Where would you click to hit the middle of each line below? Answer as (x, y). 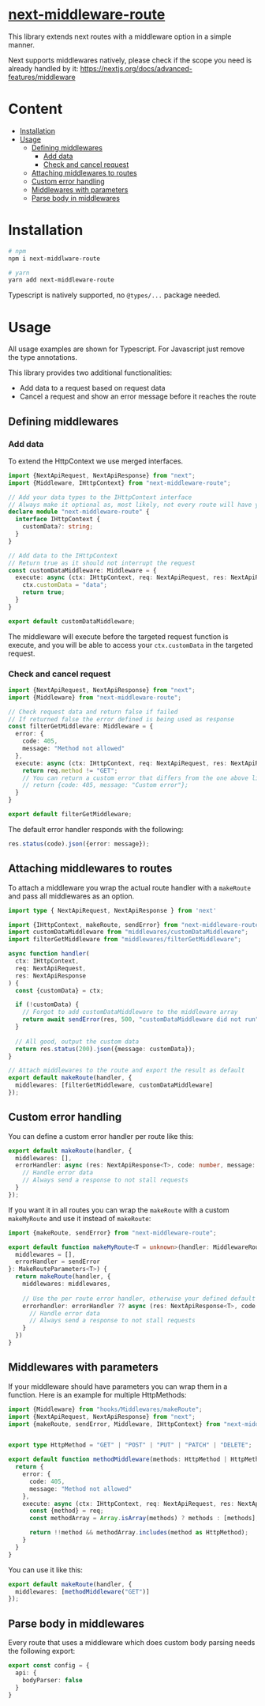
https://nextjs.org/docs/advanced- (136, 68)
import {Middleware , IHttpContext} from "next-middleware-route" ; (119, 483)
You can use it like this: (45, 1570)
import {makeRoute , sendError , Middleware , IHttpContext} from (114, 1424)
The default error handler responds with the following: (96, 829)
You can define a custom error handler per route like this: (101, 1136)
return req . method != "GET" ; (70, 770)
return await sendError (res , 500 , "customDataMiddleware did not (132, 1019)
